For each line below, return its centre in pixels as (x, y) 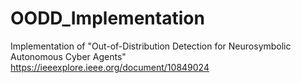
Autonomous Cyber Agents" (68, 56)
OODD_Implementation (107, 18)
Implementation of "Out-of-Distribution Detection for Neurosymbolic (151, 46)
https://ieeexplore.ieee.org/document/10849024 (110, 67)
